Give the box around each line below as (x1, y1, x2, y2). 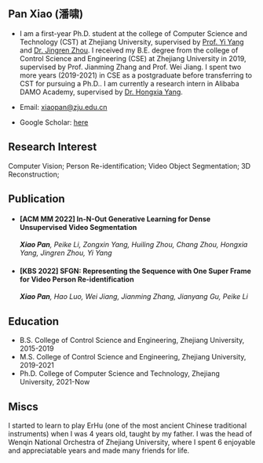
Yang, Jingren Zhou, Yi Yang (19, 248, 112, 257)
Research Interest (8, 140, 97, 154)
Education (8, 315, 60, 328)
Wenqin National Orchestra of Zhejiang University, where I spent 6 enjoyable (8, 438, 256, 447)
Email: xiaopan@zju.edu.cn (19, 102, 108, 111)
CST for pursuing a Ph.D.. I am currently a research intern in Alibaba (19, 78, 239, 88)
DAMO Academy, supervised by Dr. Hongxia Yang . (19, 87, 183, 97)
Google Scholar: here (19, 117, 89, 127)
